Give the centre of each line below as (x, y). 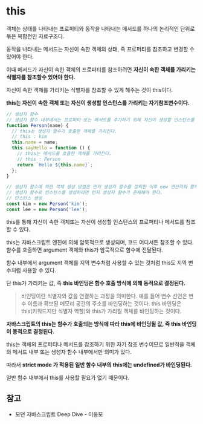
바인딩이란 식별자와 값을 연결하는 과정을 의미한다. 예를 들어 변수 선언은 (104, 296)
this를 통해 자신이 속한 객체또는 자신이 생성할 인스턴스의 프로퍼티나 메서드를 (95, 221)
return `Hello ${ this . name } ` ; (55, 165)
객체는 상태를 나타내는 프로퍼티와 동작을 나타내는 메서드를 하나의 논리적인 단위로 (101, 28)
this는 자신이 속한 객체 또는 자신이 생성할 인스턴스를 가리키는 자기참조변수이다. (98, 103)
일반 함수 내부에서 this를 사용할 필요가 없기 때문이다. (68, 377)
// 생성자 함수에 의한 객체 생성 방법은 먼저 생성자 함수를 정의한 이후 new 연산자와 (97, 187)
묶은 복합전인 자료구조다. (35, 36)
